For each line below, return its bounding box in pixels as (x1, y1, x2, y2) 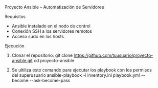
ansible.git (11, 58, 33, 63)
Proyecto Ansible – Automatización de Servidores (4, 4, 104, 10)
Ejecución (4, 43, 25, 48)
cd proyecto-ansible (33, 58, 74, 63)
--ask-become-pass (29, 78, 70, 83)
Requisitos (4, 14, 26, 19)
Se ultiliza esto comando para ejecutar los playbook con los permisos (11, 67, 152, 73)
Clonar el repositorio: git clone (11, 52, 73, 58)
